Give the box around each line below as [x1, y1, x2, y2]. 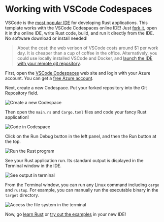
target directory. [5, 192, 39, 198]
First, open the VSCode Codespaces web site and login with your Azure [5, 70, 151, 76]
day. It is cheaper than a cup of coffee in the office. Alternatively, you [17, 50, 158, 56]
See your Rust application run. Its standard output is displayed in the [5, 157, 144, 163]
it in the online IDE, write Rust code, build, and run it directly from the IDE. [5, 30, 154, 36]
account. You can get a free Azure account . [5, 75, 94, 81]
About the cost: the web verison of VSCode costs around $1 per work [17, 45, 159, 51]
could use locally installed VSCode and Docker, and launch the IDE [17, 55, 153, 61]
